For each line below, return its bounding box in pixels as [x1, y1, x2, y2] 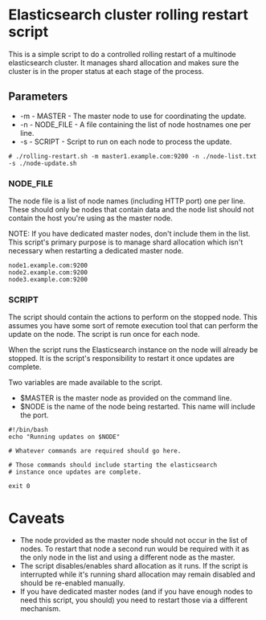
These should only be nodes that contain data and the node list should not [8, 205, 255, 215]
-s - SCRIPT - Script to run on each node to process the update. [19, 137, 232, 146]
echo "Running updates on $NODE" [8, 433, 121, 441]
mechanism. [19, 604, 61, 614]
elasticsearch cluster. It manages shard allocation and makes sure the [8, 58, 239, 68]
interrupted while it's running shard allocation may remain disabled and [19, 569, 256, 580]
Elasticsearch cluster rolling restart [8, 6, 249, 24]
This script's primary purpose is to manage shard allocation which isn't [8, 237, 243, 247]
